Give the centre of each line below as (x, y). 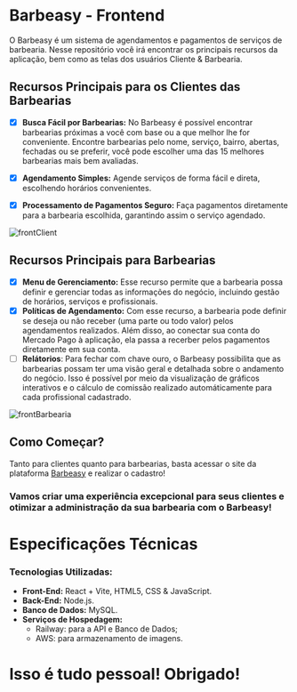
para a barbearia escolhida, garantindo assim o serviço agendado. (144, 215)
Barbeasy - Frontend (87, 16)
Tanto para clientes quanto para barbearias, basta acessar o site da (133, 463)
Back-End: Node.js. (58, 600)
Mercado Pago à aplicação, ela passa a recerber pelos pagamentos (146, 340)
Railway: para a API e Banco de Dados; (106, 629)
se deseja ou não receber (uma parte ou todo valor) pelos (128, 320)
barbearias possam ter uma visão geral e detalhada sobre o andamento (153, 368)
